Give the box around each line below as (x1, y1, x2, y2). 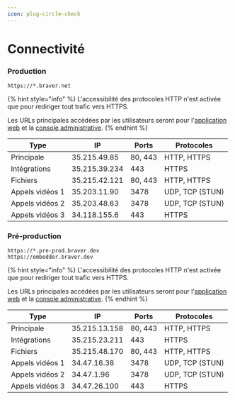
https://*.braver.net (7, 82, 71, 89)
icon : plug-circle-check (7, 10, 81, 18)
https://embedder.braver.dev (7, 253, 93, 261)
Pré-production (7, 231, 62, 241)
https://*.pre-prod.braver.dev (7, 248, 100, 255)
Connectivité (7, 40, 85, 57)
